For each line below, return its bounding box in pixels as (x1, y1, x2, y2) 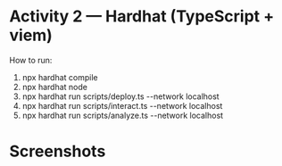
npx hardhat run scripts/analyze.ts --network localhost (21, 110, 224, 120)
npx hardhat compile (21, 71, 98, 82)
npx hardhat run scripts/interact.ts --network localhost (21, 100, 223, 111)
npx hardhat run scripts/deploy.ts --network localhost (21, 91, 220, 102)
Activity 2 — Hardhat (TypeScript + (9, 6, 275, 27)
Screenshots (9, 141, 106, 162)
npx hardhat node (21, 81, 87, 92)
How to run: (9, 54, 53, 65)
